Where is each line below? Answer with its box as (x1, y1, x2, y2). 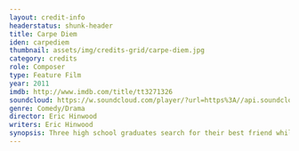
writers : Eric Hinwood (9, 121, 93, 130)
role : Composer (9, 63, 66, 72)
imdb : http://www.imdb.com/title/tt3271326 (9, 87, 174, 96)
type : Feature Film (9, 71, 82, 80)
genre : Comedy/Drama (9, 104, 86, 113)
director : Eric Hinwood (9, 112, 98, 121)
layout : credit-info (9, 12, 86, 22)
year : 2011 (9, 79, 50, 88)
